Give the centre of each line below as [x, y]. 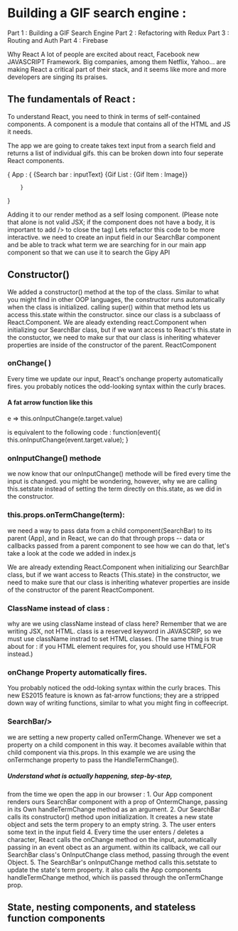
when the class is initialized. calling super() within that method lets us [109, 307]
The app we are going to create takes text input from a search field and [112, 145]
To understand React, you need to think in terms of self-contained [104, 116]
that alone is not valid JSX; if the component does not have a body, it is [111, 222]
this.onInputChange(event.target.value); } [68, 440]
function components [56, 918]
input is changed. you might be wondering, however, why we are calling [112, 482]
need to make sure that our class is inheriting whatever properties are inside [119, 582]
